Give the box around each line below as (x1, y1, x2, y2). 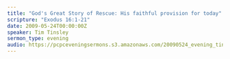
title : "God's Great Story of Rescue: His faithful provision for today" (7, 9, 222, 17)
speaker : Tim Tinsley (7, 28, 69, 36)
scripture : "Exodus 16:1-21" (7, 16, 90, 23)
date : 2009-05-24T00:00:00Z (7, 22, 88, 29)
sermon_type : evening (7, 35, 69, 42)
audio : (7, 41, 26, 48)
